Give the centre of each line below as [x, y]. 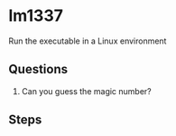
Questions [38, 69]
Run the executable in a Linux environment [88, 41]
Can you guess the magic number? [87, 91]
